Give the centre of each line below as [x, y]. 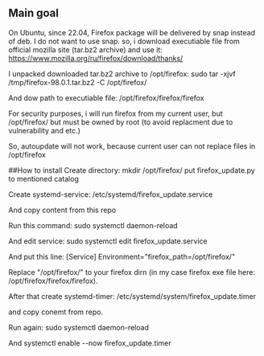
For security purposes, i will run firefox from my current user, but [115, 113]
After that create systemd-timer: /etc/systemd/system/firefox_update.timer [132, 296]
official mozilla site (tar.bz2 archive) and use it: [85, 49]
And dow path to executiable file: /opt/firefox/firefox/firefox [106, 98]
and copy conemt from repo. [56, 312]
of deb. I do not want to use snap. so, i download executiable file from [124, 41]
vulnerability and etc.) [44, 130]
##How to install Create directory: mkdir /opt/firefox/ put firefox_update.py [132, 170]
